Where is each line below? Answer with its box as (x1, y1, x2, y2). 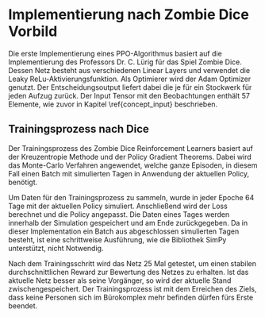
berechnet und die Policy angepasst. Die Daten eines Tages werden (8, 209, 230, 219)
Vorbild (8, 22, 58, 41)
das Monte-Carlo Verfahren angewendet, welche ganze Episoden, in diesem (8, 160, 258, 170)
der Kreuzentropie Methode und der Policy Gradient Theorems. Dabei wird (8, 152, 252, 161)
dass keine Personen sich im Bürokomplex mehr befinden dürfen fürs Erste (8, 292, 254, 302)
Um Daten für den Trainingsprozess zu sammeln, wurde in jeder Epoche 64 (8, 192, 255, 202)
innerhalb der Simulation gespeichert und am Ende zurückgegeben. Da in (8, 218, 248, 227)
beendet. (8, 300, 38, 311)
